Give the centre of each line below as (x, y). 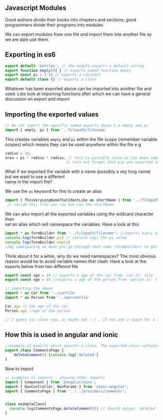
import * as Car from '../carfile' (41, 293)
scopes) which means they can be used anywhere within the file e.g (73, 144)
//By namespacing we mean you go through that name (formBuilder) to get (81, 247)
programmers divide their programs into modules (54, 25)
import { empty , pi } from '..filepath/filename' (56, 130)
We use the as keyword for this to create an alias (53, 191)
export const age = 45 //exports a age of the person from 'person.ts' (79, 280)
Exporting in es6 (30, 55)
